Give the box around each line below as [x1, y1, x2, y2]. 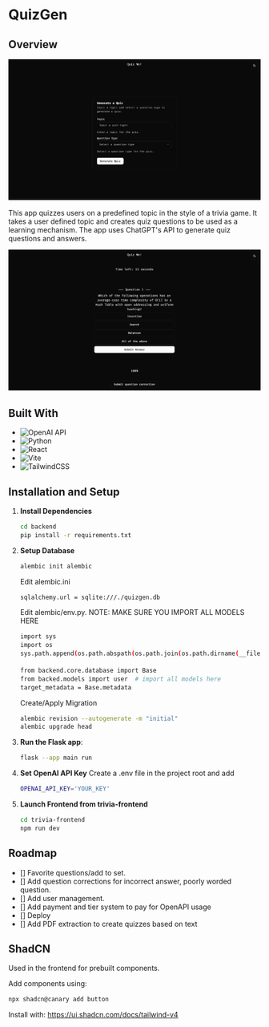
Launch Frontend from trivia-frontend [19, 799, 148, 809]
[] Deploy [19, 910, 51, 920]
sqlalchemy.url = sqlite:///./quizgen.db [19, 593, 161, 601]
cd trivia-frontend [19, 816, 86, 824]
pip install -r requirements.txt [19, 531, 132, 539]
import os [19, 641, 54, 649]
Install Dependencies [19, 506, 92, 516]
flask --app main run [19, 754, 92, 762]
